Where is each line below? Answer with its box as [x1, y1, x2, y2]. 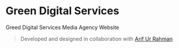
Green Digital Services [5, 4, 120, 18]
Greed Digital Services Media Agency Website [5, 24, 119, 31]
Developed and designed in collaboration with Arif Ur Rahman [20, 35, 173, 42]
